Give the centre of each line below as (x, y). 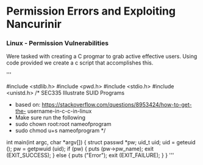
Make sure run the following (50, 118)
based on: (28, 105)
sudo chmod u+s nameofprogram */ (60, 131)
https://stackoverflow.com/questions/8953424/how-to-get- (117, 105)
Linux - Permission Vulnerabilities (57, 43)
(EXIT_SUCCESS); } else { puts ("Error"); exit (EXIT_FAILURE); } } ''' (90, 155)
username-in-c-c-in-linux (59, 111)
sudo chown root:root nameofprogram (63, 124)
